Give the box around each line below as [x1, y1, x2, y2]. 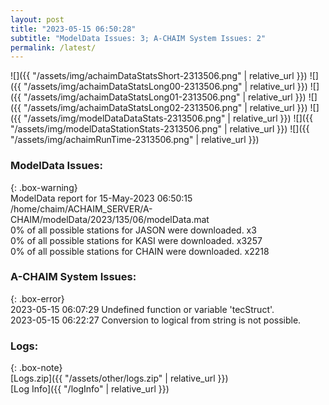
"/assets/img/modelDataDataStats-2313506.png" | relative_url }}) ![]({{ [23, 112, 313, 125]
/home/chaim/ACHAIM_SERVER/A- [10, 202, 153, 215]
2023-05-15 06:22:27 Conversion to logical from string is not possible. [10, 314, 302, 326]
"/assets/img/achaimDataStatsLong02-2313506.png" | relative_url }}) [23, 102, 308, 114]
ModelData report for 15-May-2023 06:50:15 [10, 192, 193, 204]
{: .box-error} [10, 292, 65, 305]
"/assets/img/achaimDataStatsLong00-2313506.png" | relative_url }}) [23, 81, 308, 93]
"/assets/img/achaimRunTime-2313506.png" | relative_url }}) [10, 134, 260, 146]
